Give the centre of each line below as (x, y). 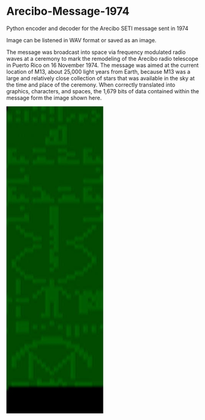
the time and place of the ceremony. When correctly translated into (91, 85)
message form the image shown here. (54, 98)
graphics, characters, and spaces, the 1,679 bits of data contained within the (103, 91)
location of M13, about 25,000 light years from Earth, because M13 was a (99, 71)
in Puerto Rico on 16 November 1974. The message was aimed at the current (102, 65)
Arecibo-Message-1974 (68, 11)
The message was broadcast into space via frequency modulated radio (96, 52)
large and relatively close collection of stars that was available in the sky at (101, 78)
